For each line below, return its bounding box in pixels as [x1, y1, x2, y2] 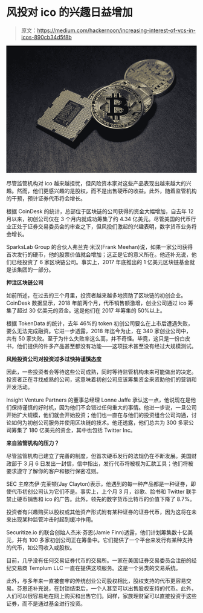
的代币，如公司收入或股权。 [6, 543, 76, 551]
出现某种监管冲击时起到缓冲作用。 [11, 515, 97, 523]
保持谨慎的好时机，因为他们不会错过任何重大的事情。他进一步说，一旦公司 [11, 403, 197, 411]
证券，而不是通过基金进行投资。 [6, 600, 86, 607]
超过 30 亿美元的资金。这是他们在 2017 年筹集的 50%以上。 [16, 306, 166, 314]
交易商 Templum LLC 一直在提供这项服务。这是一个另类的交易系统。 [11, 564, 181, 571]
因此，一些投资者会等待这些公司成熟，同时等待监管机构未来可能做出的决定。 [6, 368, 197, 376]
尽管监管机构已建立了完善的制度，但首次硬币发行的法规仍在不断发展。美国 [6, 452, 192, 459]
